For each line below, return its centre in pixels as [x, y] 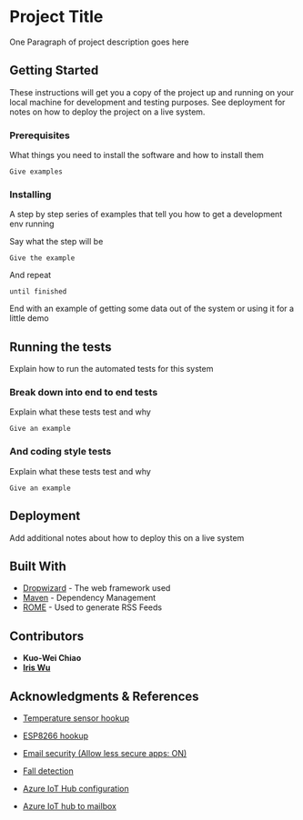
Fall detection [48, 771]
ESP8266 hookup [56, 735]
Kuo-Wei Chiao [52, 658]
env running [32, 224]
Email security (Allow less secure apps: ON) [105, 753]
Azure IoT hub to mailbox [69, 806]
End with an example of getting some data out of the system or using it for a [151, 309]
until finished [38, 292]
